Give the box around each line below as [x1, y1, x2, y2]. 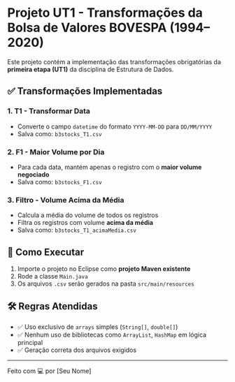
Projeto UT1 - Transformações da [7, 5, 203, 21]
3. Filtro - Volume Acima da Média [7, 195, 124, 205]
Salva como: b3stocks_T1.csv [17, 129, 103, 138]
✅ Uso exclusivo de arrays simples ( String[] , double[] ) [17, 323, 178, 331]
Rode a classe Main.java [17, 272, 89, 281]
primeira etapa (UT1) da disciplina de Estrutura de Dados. [7, 65, 174, 73]
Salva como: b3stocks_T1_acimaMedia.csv [17, 226, 136, 235]
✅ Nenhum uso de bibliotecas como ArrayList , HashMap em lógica [17, 330, 207, 339]
